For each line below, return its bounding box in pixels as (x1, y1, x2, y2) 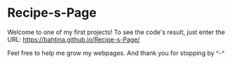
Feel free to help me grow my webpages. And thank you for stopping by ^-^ (7, 49, 225, 57)
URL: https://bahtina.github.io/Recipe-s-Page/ (7, 35, 140, 43)
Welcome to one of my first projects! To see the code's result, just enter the (7, 28, 226, 36)
